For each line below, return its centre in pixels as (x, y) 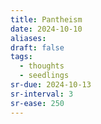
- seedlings (44, 76)
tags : (21, 57)
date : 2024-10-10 (46, 29)
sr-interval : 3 (42, 94)
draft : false (37, 47)
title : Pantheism (46, 19)
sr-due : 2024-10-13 (51, 85)
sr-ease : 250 (37, 103)
